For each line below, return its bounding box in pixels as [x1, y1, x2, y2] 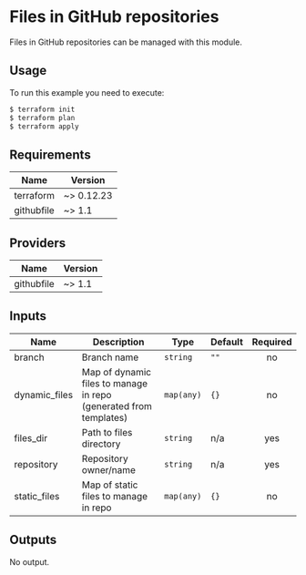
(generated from [81, 399, 153, 412]
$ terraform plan [9, 113, 76, 122]
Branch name [81, 351, 139, 364]
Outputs [9, 532, 57, 548]
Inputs [9, 308, 47, 324]
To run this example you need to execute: [9, 87, 165, 98]
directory [81, 437, 121, 450]
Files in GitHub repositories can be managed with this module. [9, 36, 243, 47]
